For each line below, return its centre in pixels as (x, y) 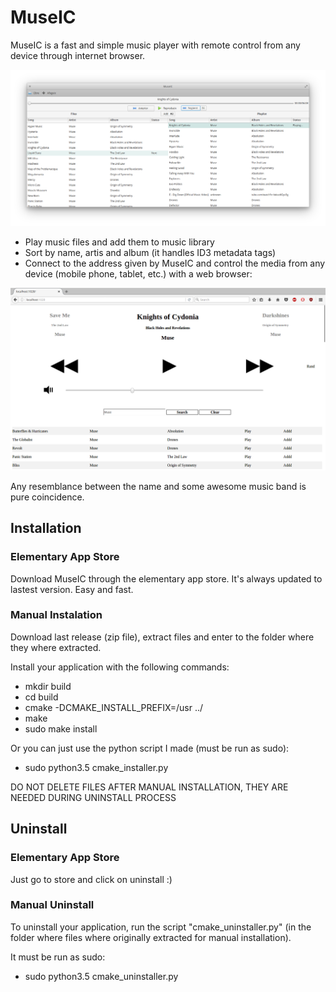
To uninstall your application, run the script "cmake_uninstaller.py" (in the (161, 927)
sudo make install (61, 728)
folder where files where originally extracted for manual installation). (151, 937)
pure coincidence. (47, 497)
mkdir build (48, 686)
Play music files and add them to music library (119, 242)
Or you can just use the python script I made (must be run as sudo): (150, 748)
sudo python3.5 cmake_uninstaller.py (101, 976)
